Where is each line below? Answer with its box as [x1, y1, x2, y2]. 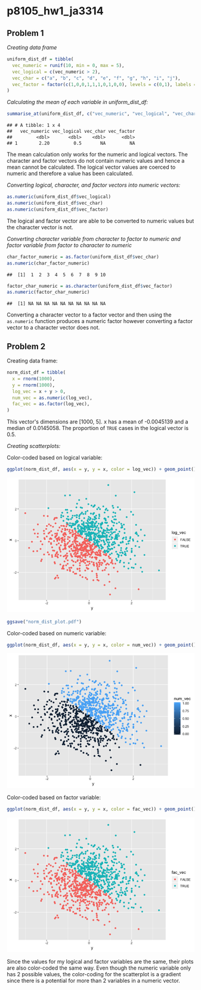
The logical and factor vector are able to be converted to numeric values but [7, 217, 194, 224]
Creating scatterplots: [7, 443, 61, 450]
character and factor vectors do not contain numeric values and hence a [7, 157, 185, 165]
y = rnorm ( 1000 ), [12, 382, 55, 388]
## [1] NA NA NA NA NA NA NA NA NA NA [7, 301, 106, 307]
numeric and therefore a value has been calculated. [7, 170, 134, 177]
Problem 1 [7, 28, 44, 38]
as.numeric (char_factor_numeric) [7, 260, 90, 266]
